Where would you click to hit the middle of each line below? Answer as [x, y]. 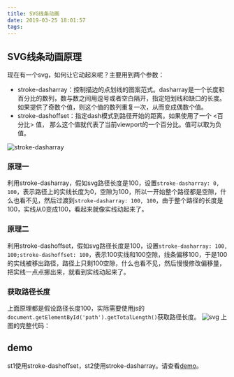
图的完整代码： [29, 326]
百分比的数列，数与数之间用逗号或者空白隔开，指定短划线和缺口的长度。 [121, 98]
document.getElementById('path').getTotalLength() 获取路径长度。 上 [117, 317]
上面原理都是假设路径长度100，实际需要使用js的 [76, 309]
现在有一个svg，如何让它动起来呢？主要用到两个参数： [86, 75]
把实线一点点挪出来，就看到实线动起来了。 [68, 272]
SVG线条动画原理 [45, 57]
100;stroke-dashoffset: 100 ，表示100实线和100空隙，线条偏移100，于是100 [117, 254]
